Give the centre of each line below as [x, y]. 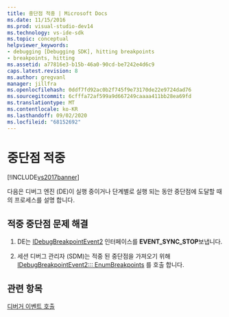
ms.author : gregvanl [37, 77]
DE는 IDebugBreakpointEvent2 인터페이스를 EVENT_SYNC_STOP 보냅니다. [120, 242]
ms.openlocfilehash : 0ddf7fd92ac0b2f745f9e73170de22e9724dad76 [99, 90]
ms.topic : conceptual [38, 39]
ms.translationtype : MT [41, 103]
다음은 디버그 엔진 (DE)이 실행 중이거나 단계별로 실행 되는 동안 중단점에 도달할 [111, 191]
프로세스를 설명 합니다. [45, 200]
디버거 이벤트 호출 [31, 307]
